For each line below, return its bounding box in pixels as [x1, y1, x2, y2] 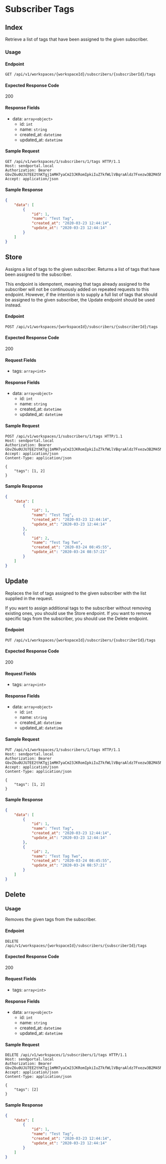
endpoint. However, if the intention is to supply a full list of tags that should [5, 291, 158, 298]
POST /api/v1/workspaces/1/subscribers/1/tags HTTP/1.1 [5, 434, 123, 439]
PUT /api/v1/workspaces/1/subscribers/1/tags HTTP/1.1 [5, 747, 121, 752]
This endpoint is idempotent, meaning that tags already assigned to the [5, 281, 150, 287]
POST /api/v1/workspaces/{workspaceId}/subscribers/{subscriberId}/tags [5, 324, 158, 329]
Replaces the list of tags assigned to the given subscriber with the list [5, 590, 147, 596]
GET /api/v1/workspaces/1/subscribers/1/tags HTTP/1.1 [5, 159, 121, 164]
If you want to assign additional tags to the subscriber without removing [5, 605, 152, 611]
